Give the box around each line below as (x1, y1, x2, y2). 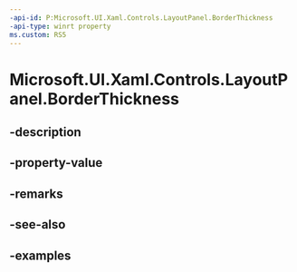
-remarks (9, 186, 63, 201)
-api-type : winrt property (9, 22, 111, 31)
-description (9, 124, 81, 140)
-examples (9, 248, 72, 263)
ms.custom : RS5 (9, 30, 67, 39)
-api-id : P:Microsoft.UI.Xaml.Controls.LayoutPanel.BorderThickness (9, 13, 273, 23)
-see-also (9, 217, 66, 232)
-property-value (9, 155, 103, 170)
